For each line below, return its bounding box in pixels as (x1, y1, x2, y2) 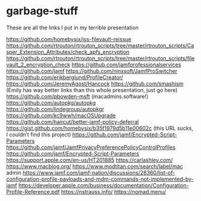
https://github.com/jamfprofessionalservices (71, 61, 181, 68)
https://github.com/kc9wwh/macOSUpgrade (6, 112, 116, 119)
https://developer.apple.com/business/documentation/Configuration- (18, 181, 190, 189)
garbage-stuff (6, 4, 78, 18)
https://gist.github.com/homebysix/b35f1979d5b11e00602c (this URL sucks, (6, 124, 193, 132)
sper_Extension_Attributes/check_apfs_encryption (6, 48, 130, 55)
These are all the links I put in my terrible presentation (6, 24, 139, 31)
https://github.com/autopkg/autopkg (6, 99, 96, 106)
